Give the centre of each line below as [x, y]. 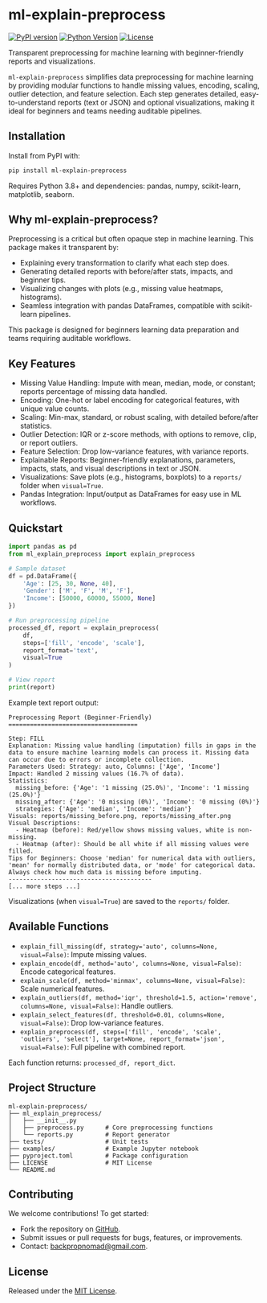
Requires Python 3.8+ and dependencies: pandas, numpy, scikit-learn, [125, 186]
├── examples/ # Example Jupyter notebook [103, 1149]
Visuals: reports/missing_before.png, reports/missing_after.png [119, 816]
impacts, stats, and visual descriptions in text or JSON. [110, 469]
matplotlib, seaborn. [41, 194]
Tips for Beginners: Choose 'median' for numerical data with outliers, [132, 858]
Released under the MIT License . [63, 1291]
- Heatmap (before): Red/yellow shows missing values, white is [125, 830]
